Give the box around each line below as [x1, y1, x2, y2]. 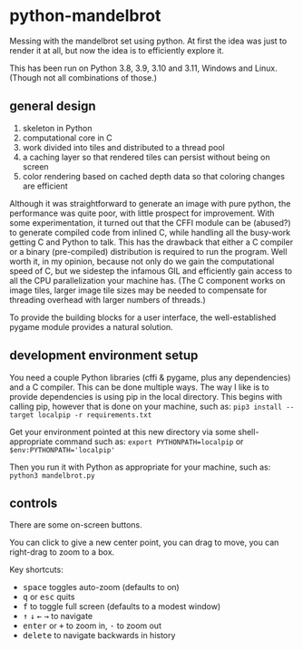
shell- [237, 426, 259, 437]
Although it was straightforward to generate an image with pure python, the [9, 198, 291, 209]
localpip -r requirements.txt [37, 410, 152, 420]
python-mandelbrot [9, 5, 161, 26]
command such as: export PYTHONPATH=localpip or [54, 436, 244, 447]
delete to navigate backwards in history [22, 630, 176, 641]
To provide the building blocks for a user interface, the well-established [9, 312, 277, 323]
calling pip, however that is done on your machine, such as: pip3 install [9, 401, 283, 412]
